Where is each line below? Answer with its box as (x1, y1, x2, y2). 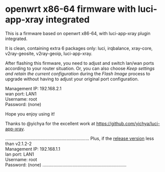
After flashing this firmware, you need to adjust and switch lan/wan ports (5, 60, 154, 66)
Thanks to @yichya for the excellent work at (5, 120, 95, 126)
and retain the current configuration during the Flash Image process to (5, 70, 151, 76)
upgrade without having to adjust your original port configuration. (5, 76, 139, 82)
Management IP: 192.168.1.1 (5, 146, 61, 152)
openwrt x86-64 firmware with (5, 3, 136, 15)
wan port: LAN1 (5, 91, 37, 97)
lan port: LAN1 (5, 151, 34, 157)
